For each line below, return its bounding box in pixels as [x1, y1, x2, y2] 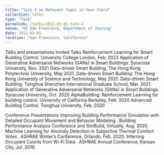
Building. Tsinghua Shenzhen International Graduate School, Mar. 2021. [5, 81, 151, 87]
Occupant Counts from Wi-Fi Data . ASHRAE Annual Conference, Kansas [5, 138, 155, 144]
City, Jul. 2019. [5, 144, 36, 150]
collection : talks [5, 12, 43, 17]
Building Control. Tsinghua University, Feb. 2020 [5, 102, 105, 108]
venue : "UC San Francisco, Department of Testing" [5, 26, 113, 31]
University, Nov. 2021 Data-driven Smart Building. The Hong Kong [5, 65, 141, 71]
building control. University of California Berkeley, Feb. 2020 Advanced [5, 97, 152, 103]
